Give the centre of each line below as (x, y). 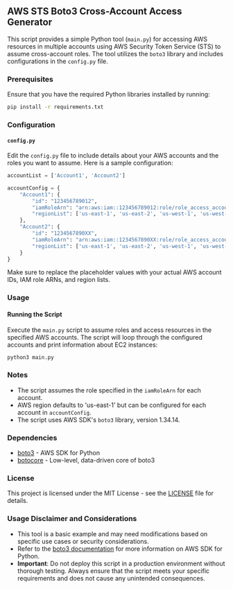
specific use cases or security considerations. (83, 541)
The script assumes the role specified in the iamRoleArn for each (109, 390)
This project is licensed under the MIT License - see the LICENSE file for (110, 493)
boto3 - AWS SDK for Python (59, 453)
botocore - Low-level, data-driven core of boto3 (86, 461)
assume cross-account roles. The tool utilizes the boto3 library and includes (115, 53)
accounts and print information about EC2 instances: (83, 345)
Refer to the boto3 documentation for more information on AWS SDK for (120, 549)
